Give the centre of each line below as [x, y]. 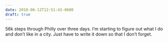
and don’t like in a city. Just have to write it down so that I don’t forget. [79, 34]
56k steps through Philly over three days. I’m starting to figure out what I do [84, 28]
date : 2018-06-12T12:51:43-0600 [39, 10]
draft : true [18, 14]
